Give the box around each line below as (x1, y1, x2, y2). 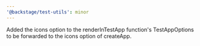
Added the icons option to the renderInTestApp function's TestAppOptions (6, 26, 194, 33)
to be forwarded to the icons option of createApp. (6, 32, 132, 40)
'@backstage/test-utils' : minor (6, 9, 89, 15)
